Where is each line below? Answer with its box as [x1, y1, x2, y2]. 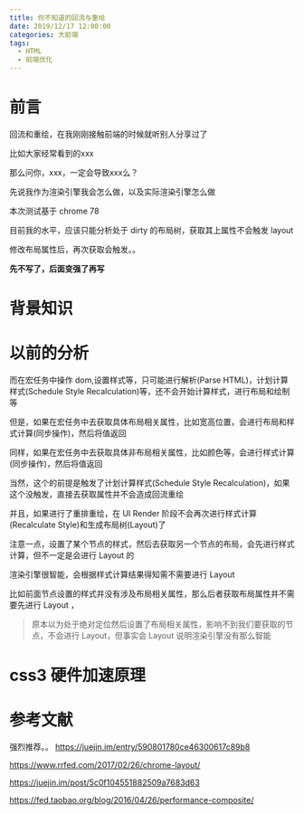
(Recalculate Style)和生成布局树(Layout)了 [9, 519, 166, 530]
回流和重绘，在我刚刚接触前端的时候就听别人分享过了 [9, 128, 208, 139]
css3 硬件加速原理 [9, 666, 147, 686]
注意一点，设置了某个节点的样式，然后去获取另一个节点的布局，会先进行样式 [9, 539, 295, 550]
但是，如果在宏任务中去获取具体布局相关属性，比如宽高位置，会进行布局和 [9, 417, 287, 428]
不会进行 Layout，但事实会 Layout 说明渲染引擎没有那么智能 [47, 630, 271, 641]
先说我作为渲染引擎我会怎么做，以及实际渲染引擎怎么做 [9, 186, 215, 197]
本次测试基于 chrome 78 [9, 205, 100, 216]
